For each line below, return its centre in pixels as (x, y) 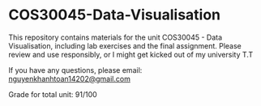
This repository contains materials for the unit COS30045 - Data (116, 37)
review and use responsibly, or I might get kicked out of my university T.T (131, 54)
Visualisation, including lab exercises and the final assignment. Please (125, 45)
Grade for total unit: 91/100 (53, 94)
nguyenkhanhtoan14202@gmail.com (70, 78)
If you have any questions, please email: (75, 70)
